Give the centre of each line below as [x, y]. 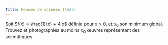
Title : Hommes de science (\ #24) [41, 10]
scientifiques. [20, 37]
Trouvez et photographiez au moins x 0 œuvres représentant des [73, 31]
